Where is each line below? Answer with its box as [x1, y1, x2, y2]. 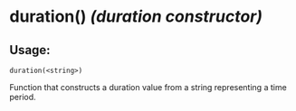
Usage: [9, 42, 52, 58]
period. [9, 92, 36, 102]
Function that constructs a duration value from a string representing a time [9, 82, 287, 92]
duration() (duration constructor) [9, 6, 263, 27]
